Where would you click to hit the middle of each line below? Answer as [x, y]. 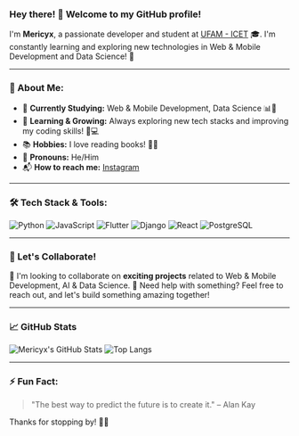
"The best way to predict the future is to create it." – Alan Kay [143, 404]
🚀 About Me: [36, 88]
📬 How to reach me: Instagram [81, 167]
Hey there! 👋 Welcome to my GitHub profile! [105, 14]
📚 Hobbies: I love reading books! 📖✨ [90, 144]
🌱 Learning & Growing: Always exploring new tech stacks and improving [155, 120]
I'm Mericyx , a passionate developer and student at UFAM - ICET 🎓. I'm [142, 34]
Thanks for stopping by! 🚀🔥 [59, 422]
